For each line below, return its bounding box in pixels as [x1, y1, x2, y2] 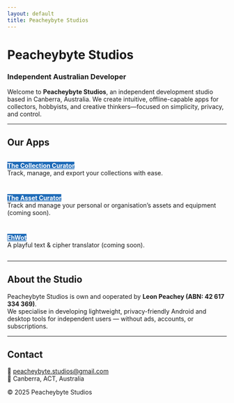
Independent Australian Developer [7, 71, 127, 81]
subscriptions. [7, 322, 49, 330]
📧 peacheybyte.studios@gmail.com [7, 367, 109, 376]
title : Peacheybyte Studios [7, 17, 89, 24]
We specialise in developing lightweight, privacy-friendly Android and [7, 307, 207, 315]
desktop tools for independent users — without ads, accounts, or [7, 314, 194, 323]
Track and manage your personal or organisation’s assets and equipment [7, 200, 217, 210]
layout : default [7, 10, 54, 17]
